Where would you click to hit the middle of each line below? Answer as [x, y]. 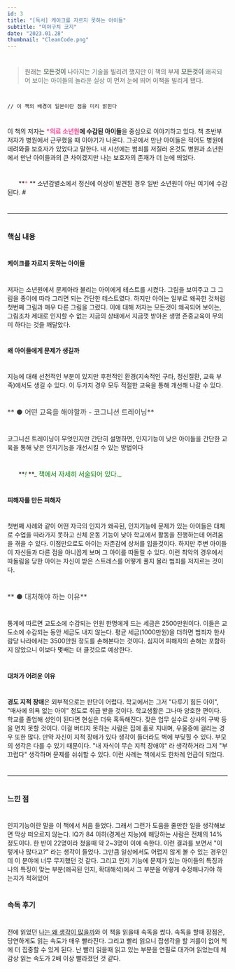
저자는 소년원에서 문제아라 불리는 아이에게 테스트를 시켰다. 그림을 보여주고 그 [112, 289]
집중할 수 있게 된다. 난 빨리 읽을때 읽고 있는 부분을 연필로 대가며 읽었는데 [121, 949]
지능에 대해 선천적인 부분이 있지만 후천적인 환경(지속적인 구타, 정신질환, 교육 [111, 376]
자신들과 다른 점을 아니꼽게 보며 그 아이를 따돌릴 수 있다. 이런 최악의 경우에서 [119, 552]
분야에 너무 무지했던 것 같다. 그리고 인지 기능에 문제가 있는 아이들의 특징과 [123, 861]
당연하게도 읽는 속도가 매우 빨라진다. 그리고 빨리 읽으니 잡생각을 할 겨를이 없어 [114, 940]
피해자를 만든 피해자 [34, 500]
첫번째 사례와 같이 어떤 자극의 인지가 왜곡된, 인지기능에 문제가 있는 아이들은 [110, 526]
